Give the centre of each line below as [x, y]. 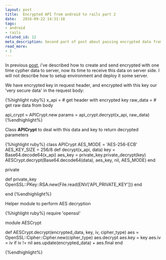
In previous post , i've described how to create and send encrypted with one [82, 65]
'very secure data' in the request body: [45, 90]
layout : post [19, 10]
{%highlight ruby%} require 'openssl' [43, 213]
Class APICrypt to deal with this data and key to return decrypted [72, 129]
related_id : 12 [21, 37]
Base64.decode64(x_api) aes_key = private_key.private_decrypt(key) [76, 155]
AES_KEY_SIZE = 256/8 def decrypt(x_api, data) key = [60, 149]
